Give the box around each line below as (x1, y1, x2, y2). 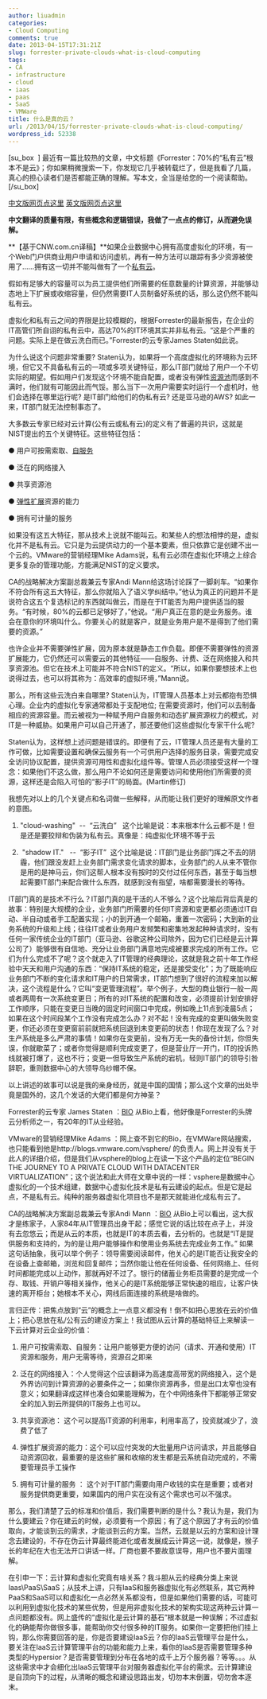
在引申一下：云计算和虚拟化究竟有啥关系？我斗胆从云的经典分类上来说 (8, 1573, 238, 1582)
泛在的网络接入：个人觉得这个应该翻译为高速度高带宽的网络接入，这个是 (19, 1369, 257, 1378)
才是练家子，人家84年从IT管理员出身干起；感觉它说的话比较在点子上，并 (8, 1219, 246, 1228)
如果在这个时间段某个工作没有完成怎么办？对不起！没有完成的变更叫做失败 (8, 1013, 252, 1023)
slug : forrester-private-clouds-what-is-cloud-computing (8, 49, 201, 56)
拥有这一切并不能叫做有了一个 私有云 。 (34, 262, 161, 271)
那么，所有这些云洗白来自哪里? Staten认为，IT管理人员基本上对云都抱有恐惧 (8, 690, 257, 700)
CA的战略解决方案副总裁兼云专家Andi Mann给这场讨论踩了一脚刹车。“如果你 (8, 577, 258, 586)
